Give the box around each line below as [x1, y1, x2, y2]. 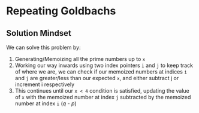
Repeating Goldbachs [6, 4, 116, 18]
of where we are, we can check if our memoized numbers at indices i [14, 68, 188, 75]
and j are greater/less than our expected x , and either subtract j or [14, 75, 179, 81]
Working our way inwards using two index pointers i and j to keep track [14, 62, 194, 69]
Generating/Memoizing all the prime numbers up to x [14, 56, 146, 62]
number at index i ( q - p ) [14, 100, 77, 107]
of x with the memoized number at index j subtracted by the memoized [14, 94, 191, 100]
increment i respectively [14, 81, 75, 88]
